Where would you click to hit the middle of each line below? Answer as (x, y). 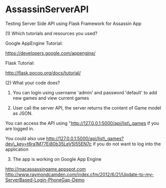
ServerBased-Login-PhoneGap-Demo (45, 180)
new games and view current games (51, 98)
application (17, 149)
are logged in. (20, 128)
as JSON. (23, 113)
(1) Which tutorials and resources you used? (51, 33)
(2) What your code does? (33, 83)
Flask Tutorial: (20, 63)
